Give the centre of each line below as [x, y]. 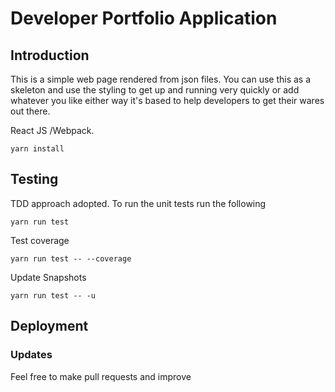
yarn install [37, 149]
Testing [34, 179]
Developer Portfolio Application [144, 18]
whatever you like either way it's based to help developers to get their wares [167, 100]
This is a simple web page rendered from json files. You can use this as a [161, 79]
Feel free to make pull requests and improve [101, 376]
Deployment [49, 326]
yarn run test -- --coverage [71, 258]
